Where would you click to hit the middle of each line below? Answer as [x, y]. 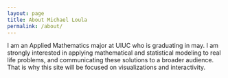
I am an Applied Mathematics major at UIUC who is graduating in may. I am [113, 46]
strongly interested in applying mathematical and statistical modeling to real [114, 53]
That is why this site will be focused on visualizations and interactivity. [106, 67]
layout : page [26, 13]
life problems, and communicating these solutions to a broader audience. [111, 60]
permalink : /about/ [35, 26]
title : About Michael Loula [47, 20]
